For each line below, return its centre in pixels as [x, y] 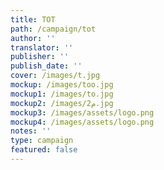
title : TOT [33, 19]
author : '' [33, 38]
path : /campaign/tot [53, 29]
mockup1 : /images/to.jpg [62, 94]
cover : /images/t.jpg [55, 76]
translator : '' [42, 47]
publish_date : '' [46, 66]
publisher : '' [40, 57]
